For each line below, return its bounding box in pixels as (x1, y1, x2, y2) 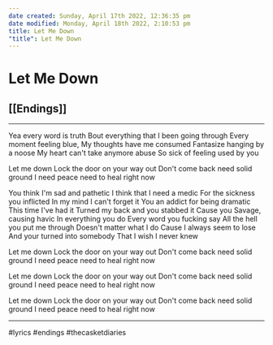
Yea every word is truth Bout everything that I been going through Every (8, 131, 249, 140)
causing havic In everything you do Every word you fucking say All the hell (8, 214, 258, 224)
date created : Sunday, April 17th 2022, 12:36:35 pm (8, 11, 191, 20)
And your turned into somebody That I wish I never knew (8, 231, 199, 241)
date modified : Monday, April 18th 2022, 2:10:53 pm (8, 19, 191, 28)
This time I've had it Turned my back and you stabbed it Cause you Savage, (8, 205, 262, 215)
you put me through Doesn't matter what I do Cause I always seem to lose (8, 222, 256, 232)
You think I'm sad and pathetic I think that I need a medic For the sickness (8, 188, 256, 198)
